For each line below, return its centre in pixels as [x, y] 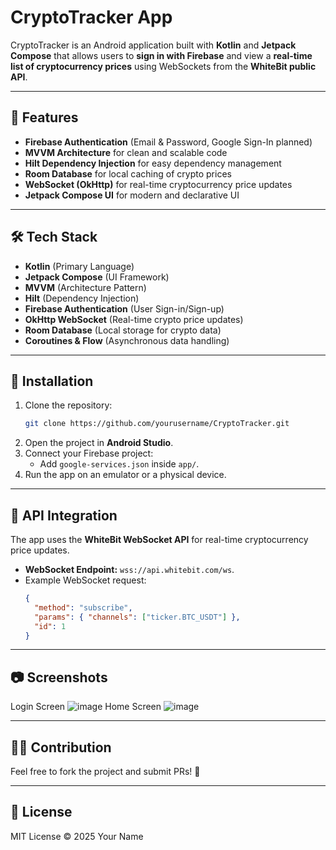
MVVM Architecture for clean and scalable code [126, 152]
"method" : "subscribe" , [83, 607]
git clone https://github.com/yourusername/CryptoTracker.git [157, 424]
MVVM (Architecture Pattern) [85, 287]
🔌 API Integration [64, 515]
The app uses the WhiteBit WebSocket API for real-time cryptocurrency [159, 540]
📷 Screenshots [59, 677]
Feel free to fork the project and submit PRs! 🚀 [105, 772]
